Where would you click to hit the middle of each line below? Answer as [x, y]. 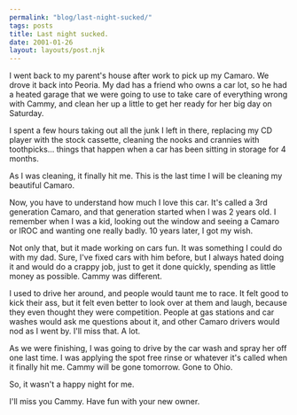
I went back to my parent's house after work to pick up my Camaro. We [139, 75]
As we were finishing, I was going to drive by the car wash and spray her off [148, 348]
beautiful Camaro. [42, 185]
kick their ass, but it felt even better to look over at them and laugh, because [148, 303]
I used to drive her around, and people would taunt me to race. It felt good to [149, 294]
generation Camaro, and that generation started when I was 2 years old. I [143, 212]
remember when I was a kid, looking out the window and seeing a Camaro [145, 222]
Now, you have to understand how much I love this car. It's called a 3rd [138, 203]
